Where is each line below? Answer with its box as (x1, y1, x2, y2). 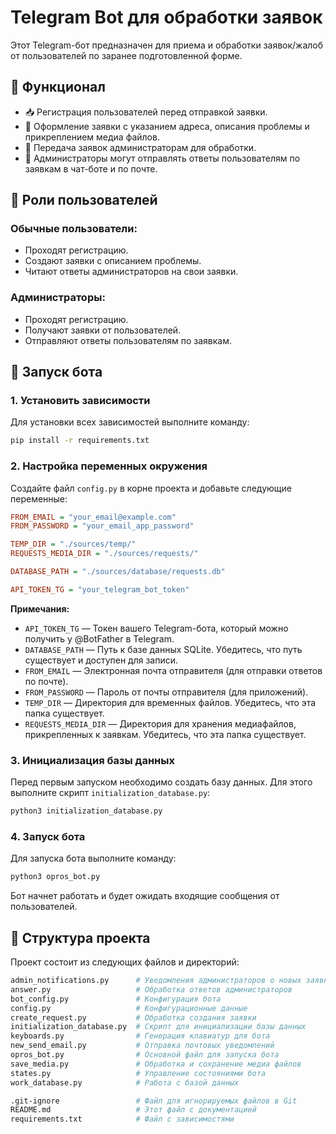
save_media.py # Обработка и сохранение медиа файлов (10, 1059, 302, 1069)
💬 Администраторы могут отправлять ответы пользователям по (24, 152, 301, 164)
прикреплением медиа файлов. (24, 131, 160, 143)
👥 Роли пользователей (10, 192, 158, 209)
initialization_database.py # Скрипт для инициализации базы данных (10, 1022, 307, 1032)
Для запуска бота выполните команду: (10, 852, 177, 865)
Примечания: (10, 602, 70, 615)
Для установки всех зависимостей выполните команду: (10, 416, 250, 428)
